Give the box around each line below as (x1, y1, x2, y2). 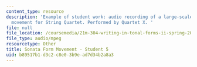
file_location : (6, 30, 43, 36)
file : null (6, 24, 33, 31)
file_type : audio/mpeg (6, 36, 62, 41)
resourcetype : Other (6, 41, 57, 47)
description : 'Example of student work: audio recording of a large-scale (6, 14, 193, 20)
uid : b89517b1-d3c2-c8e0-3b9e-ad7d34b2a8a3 (6, 52, 114, 58)
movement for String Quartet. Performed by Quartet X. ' (11, 19, 154, 25)
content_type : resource (6, 8, 64, 15)
